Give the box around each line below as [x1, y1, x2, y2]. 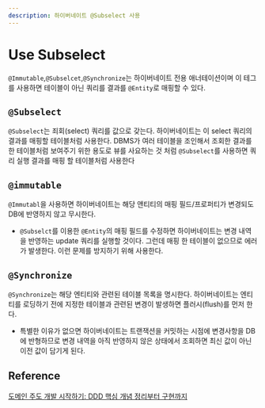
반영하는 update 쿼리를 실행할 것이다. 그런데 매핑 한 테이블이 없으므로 [28, 236, 243, 246]
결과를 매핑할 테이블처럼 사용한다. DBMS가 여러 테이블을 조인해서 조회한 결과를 [8, 136, 252, 146]
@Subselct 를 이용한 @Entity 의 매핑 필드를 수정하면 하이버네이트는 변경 [19, 227, 237, 236]
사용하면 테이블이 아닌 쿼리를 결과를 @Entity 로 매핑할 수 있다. [16, 82, 206, 92]
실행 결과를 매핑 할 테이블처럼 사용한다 [16, 156, 135, 166]
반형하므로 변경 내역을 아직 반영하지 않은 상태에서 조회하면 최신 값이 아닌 [28, 336, 252, 345]
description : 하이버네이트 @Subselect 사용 [8, 11, 141, 20]
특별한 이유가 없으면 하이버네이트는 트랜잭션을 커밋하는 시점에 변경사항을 [19, 326, 244, 335]
